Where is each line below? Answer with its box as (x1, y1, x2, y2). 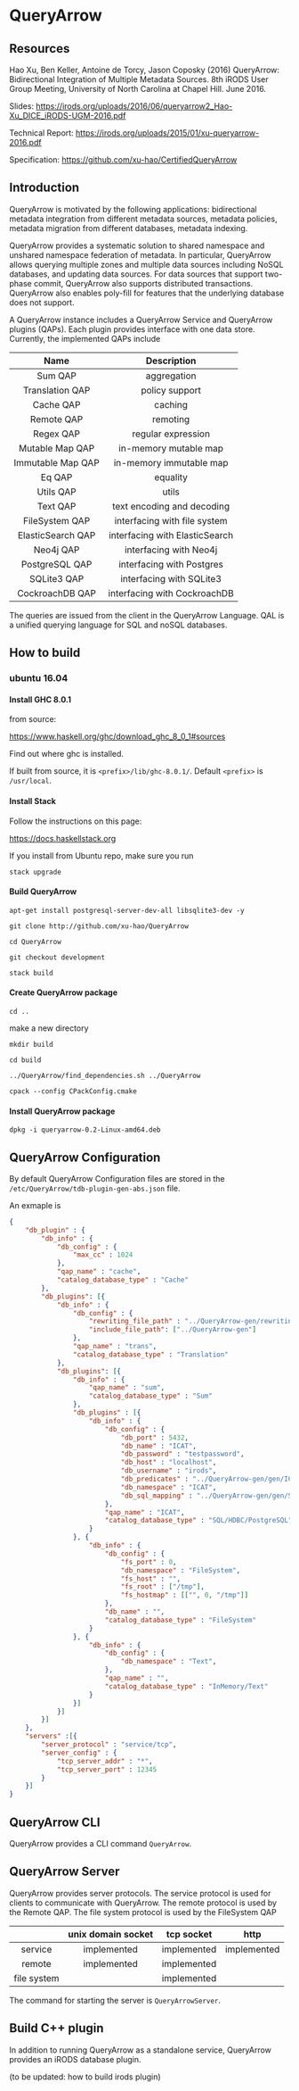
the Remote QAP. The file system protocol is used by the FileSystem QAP (9, 1906, 278, 1917)
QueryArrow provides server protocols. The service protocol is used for (9, 1888, 271, 1898)
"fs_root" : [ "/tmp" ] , (120, 1582, 205, 1591)
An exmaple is (9, 1199, 61, 1210)
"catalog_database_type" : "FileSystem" (104, 1615, 256, 1624)
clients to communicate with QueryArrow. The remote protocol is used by (9, 1897, 278, 1908)
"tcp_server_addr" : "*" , (56, 1756, 153, 1765)
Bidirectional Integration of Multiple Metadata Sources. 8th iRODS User (9, 74, 269, 85)
